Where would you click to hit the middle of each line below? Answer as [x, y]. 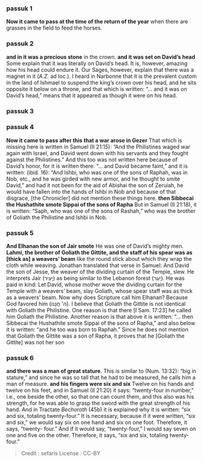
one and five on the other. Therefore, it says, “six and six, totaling [87, 435]
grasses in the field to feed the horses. [54, 28]
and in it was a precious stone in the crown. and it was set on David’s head [101, 57]
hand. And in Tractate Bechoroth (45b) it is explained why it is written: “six [98, 409]
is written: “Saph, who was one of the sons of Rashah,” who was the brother [101, 211]
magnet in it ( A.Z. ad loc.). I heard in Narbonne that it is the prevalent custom [101, 76]
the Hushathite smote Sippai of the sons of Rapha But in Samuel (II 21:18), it [101, 204]
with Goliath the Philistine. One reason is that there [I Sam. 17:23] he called [99, 310]
